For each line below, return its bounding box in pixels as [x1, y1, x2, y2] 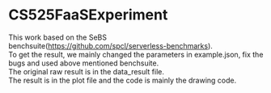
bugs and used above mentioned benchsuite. [8, 58, 159, 68]
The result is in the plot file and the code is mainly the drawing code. [8, 75, 237, 85]
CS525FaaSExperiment [8, 6, 168, 24]
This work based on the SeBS [8, 32, 108, 42]
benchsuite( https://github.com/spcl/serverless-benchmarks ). [8, 40, 213, 50]
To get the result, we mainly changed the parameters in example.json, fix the [8, 49, 264, 59]
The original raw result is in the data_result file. [8, 66, 164, 76]
